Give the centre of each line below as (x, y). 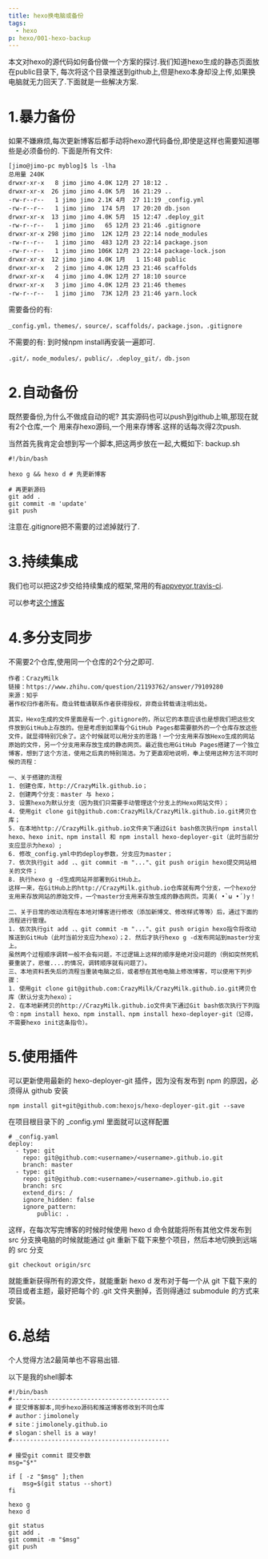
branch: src (42, 1186)
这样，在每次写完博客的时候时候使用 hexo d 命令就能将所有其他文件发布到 (130, 1229)
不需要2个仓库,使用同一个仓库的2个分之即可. (81, 662)
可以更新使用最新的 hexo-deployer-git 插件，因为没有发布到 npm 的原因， (130, 1080)
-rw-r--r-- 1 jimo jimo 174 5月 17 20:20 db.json (99, 209)
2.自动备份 (43, 393)
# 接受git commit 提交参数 (50, 1455)
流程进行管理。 (29, 921)
